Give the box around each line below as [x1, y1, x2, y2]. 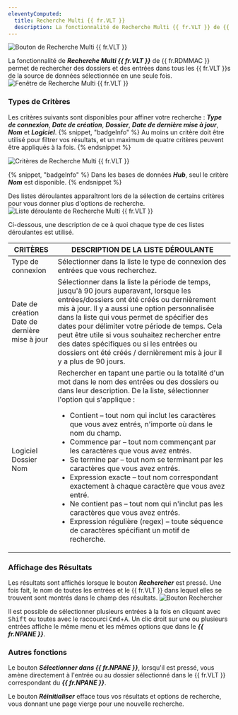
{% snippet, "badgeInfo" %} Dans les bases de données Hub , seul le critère [8, 170, 229, 179]
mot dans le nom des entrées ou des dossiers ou [57, 376, 220, 386]
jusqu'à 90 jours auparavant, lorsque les [57, 286, 191, 296]
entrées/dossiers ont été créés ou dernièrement [57, 294, 216, 304]
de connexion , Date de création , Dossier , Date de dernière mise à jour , [8, 120, 219, 129]
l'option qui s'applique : [57, 394, 136, 404]
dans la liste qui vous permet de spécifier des [57, 312, 208, 322]
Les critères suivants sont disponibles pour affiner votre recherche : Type [8, 112, 222, 121]
